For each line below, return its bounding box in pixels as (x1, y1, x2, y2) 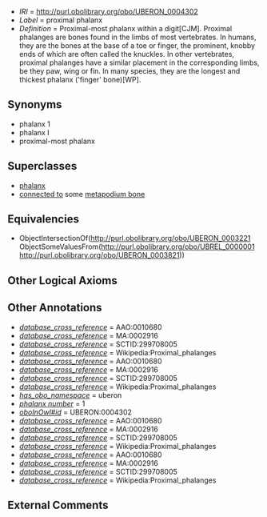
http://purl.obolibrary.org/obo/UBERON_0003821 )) (18, 250, 185, 260)
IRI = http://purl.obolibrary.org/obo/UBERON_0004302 (18, 7, 199, 16)
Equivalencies (7, 212, 79, 226)
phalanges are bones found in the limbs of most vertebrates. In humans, (18, 32, 257, 42)
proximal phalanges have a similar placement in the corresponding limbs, (18, 58, 260, 67)
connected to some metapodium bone (18, 189, 145, 198)
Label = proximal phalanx (18, 15, 103, 25)
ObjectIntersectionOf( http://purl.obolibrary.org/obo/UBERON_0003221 (18, 234, 251, 243)
